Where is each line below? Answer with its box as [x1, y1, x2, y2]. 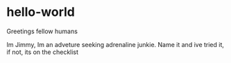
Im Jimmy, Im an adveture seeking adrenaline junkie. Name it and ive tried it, [6, 40, 225, 48]
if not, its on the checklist [6, 48, 79, 56]
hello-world [6, 4, 76, 20]
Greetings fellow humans [6, 27, 78, 35]
